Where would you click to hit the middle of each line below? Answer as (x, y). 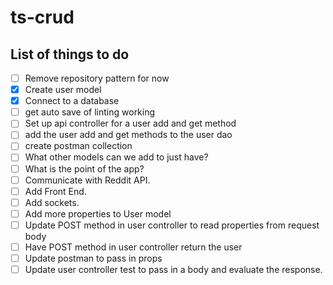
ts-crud (42, 17)
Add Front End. (55, 191)
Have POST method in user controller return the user (133, 247)
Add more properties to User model (98, 213)
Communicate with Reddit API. (87, 180)
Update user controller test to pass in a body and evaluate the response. (173, 269)
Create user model (63, 90)
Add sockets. (52, 202)
